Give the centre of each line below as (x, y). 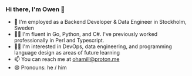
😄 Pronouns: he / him (40, 68)
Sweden (24, 28)
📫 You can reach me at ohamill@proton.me (67, 59)
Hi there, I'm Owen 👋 (35, 9)
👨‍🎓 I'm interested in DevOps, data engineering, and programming (93, 46)
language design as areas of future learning (67, 53)
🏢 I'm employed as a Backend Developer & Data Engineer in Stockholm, (100, 22)
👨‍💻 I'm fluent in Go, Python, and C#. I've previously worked (86, 34)
